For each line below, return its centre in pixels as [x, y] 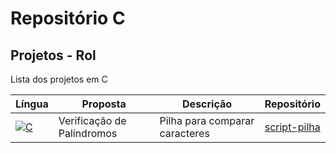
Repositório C [68, 18]
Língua [32, 104]
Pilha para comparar [207, 120]
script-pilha [292, 127]
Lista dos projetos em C [59, 79]
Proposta [104, 104]
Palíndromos [88, 133]
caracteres [184, 133]
